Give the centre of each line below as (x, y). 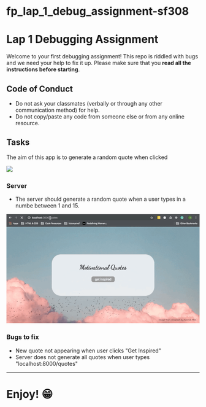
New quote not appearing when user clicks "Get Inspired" (88, 351)
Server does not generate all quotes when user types (82, 357)
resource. (27, 123)
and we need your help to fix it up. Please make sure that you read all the (99, 63)
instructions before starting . (43, 69)
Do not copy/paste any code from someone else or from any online (100, 116)
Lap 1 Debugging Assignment (82, 40)
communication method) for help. (57, 110)
